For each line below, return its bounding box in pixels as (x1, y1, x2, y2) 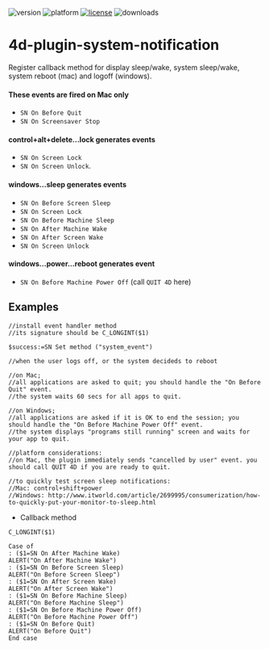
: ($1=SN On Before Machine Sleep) (8, 592, 128, 600)
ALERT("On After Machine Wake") (8, 556, 117, 564)
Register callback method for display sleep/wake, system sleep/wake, (8, 62, 240, 72)
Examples (8, 300, 59, 314)
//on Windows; (8, 406, 56, 415)
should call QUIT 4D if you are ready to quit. (8, 463, 172, 471)
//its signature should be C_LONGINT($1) (8, 329, 150, 337)
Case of (8, 542, 35, 551)
